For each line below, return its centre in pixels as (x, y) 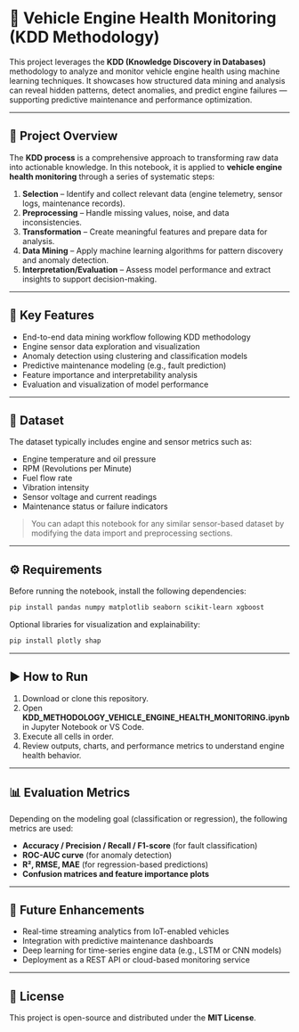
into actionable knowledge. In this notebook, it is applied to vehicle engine (146, 167)
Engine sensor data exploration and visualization (111, 346)
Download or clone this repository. (85, 698)
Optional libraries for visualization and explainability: (105, 625)
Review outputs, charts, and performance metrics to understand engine (153, 745)
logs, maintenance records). (74, 203)
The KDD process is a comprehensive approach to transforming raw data (144, 157)
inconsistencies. (52, 222)
